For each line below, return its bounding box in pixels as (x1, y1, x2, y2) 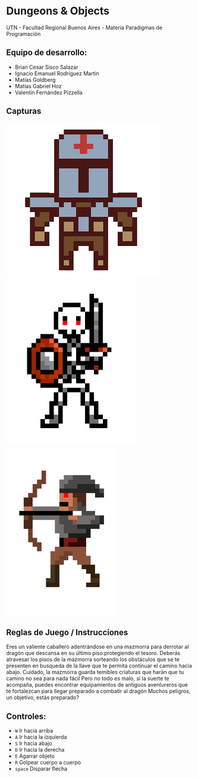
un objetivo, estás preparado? (6, 694, 79, 701)
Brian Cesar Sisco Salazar (14, 63, 78, 70)
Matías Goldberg (14, 76, 56, 83)
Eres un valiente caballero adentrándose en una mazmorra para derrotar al (6, 643, 189, 650)
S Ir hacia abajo (14, 740, 52, 747)
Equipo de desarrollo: (6, 48, 87, 58)
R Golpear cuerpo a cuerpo (14, 759, 81, 766)
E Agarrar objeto (14, 752, 55, 759)
